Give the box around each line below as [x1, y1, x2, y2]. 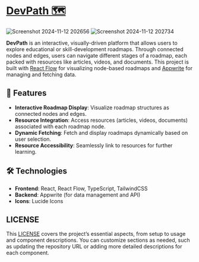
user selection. [14, 135, 52, 143]
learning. [14, 148, 37, 155]
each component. [6, 250, 49, 257]
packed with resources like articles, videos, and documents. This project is [6, 58, 189, 65]
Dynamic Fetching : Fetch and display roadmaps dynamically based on [14, 129, 188, 136]
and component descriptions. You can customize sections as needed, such [6, 236, 190, 244]
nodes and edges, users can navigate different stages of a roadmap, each [6, 52, 187, 59]
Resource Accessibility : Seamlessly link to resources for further [14, 141, 173, 149]
